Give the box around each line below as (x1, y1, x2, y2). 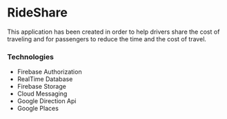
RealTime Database (17, 75, 73, 83)
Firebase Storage (17, 83, 67, 91)
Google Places (17, 105, 59, 113)
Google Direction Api (17, 97, 77, 105)
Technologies (7, 52, 54, 61)
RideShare (7, 5, 68, 21)
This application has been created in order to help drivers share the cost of (7, 28, 220, 36)
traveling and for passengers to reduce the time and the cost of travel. (7, 34, 207, 43)
